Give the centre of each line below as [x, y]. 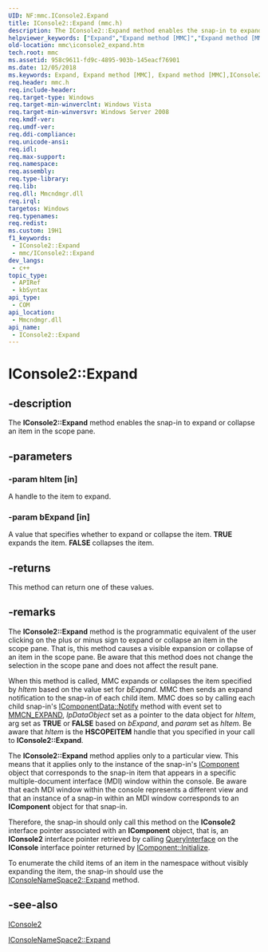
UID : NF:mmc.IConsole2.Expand [59, 16]
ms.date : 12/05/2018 [43, 68]
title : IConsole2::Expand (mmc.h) [66, 23]
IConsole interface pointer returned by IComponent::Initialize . [109, 847]
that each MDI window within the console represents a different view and [128, 789]
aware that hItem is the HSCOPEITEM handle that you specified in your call [132, 732]
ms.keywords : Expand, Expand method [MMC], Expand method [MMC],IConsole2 [135, 75]
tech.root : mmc [33, 53]
